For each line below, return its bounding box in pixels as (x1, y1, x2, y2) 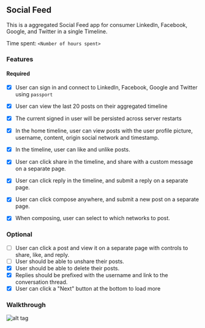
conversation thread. (15, 278, 68, 286)
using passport (15, 91, 53, 97)
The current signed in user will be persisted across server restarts (15, 115, 182, 122)
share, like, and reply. (15, 251, 69, 258)
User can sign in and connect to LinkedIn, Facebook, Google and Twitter (15, 83, 198, 91)
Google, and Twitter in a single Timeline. (6, 28, 108, 35)
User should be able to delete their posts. (15, 264, 120, 272)
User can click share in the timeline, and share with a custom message (15, 158, 193, 166)
